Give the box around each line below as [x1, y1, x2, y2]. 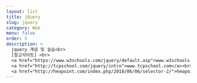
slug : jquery [6, 19, 38, 25]
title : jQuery [6, 14, 41, 20]
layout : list [6, 8, 38, 15]
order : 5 [6, 36, 28, 41]
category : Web [6, 25, 41, 31]
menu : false [6, 30, 35, 36]
